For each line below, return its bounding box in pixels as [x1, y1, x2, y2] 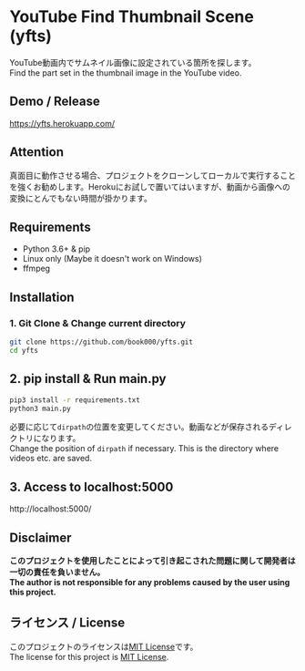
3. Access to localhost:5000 [9, 479, 174, 494]
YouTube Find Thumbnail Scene [9, 6, 255, 27]
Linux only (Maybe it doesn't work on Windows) [22, 253, 203, 264]
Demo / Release [9, 94, 100, 109]
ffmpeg [22, 263, 51, 274]
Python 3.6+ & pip [22, 243, 91, 254]
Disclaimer [9, 530, 72, 545]
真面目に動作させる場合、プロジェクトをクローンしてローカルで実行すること [9, 170, 296, 181]
